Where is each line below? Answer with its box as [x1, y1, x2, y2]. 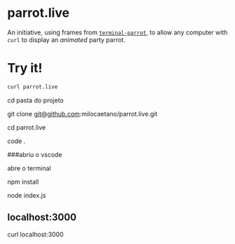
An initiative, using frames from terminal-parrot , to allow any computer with [7, 28, 228, 36]
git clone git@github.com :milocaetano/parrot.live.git [7, 109, 158, 118]
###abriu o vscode [7, 150, 62, 158]
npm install [7, 177, 39, 186]
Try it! [7, 60, 43, 76]
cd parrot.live [7, 123, 46, 131]
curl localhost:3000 [7, 230, 65, 238]
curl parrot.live [7, 83, 58, 90]
